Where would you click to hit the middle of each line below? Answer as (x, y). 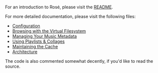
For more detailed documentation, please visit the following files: (70, 16)
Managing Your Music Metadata (44, 36)
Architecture (25, 52)
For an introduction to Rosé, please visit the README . (59, 7)
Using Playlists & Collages (39, 41)
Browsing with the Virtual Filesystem (49, 31)
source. (13, 66)
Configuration (26, 26)
